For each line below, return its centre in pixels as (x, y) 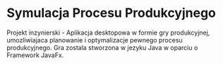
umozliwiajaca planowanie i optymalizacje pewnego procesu (95, 40)
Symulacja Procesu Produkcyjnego (111, 13)
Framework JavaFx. (35, 55)
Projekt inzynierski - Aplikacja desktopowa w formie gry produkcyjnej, (108, 32)
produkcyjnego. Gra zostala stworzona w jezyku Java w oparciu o (102, 47)
